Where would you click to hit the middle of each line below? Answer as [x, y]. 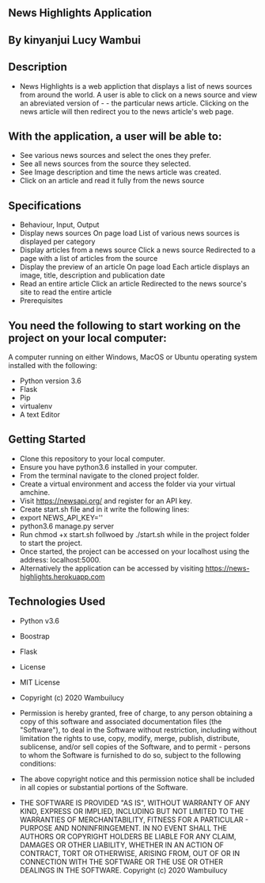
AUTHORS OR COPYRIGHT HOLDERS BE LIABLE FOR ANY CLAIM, [128, 836]
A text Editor [40, 415]
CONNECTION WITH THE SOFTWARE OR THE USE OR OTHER [121, 862]
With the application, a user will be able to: [115, 136]
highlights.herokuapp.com [62, 576]
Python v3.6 [39, 620]
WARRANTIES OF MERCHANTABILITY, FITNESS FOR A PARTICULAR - [134, 820]
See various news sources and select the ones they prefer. [115, 155]
